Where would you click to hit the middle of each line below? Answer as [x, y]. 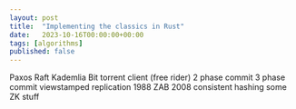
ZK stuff [25, 97]
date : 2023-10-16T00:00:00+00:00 [77, 35]
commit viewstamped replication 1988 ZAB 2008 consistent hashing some [148, 87]
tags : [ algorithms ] [46, 43]
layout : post [34, 18]
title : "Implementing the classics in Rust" [97, 26]
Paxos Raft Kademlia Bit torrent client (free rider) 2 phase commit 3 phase [148, 77]
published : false [42, 52]
